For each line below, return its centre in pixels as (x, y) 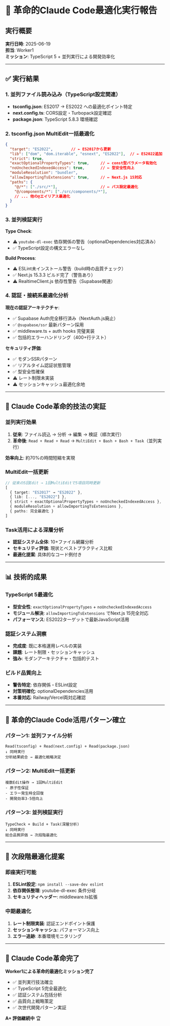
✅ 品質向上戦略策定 (33, 1001)
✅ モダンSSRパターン (35, 359)
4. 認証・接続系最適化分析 (37, 296)
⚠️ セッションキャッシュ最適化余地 (49, 384)
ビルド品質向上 (24, 673)
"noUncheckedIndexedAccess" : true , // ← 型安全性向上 (72, 168)
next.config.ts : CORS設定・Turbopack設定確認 (62, 113)
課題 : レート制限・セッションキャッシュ (54, 652)
